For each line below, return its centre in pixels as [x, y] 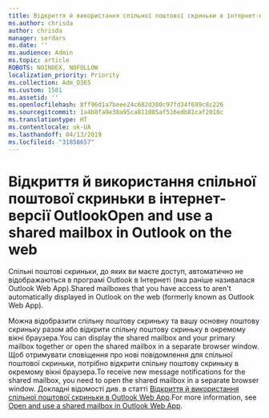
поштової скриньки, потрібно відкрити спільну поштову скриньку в [123, 364]
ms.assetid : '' [34, 98]
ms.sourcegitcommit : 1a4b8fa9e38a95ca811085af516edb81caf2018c [116, 113]
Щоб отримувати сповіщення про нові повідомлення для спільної [120, 355]
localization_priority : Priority [64, 75]
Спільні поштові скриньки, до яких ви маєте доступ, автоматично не [126, 272]
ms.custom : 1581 [35, 90]
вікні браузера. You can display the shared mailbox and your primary [122, 338]
